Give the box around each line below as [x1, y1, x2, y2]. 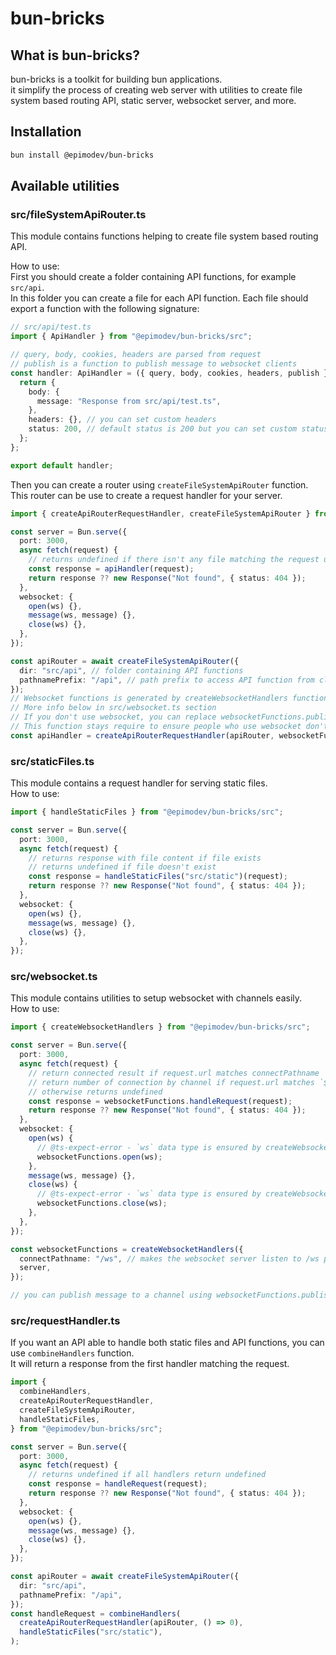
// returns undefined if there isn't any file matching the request [28, 555, 320, 565]
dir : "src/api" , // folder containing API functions [19, 665, 244, 676]
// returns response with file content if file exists [28, 853, 262, 863]
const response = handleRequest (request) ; [28, 1479, 208, 1489]
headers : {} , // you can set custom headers [28, 415, 217, 425]
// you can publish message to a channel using [10, 1290, 213, 1301]
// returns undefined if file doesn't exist [28, 862, 217, 872]
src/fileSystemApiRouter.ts [10, 208, 147, 221]
